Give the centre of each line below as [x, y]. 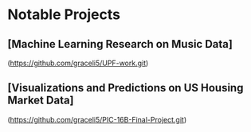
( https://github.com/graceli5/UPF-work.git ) [78, 63]
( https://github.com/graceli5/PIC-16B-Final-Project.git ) [97, 119]
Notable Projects [64, 15]
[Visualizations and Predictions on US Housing [125, 88]
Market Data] [41, 101]
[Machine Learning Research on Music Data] [120, 44]
